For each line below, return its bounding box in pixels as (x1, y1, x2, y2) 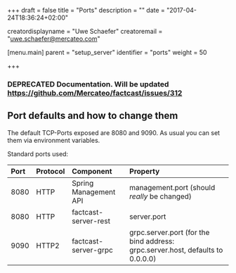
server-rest (71, 216, 111, 226)
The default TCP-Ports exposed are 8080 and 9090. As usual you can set (7, 128, 220, 136)
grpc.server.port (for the (129, 227, 210, 237)
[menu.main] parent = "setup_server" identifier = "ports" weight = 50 (7, 49, 207, 56)
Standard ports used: (7, 149, 69, 158)
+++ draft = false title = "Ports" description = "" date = (7, 6, 165, 14)
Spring (71, 178, 94, 188)
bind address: (129, 236, 175, 246)
